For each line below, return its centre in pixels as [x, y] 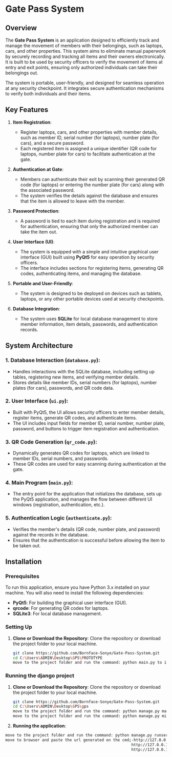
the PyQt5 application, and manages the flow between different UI [82, 499]
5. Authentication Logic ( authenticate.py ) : [59, 518]
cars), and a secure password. [52, 143]
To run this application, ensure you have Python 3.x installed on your [78, 587]
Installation [24, 562]
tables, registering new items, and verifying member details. [76, 377]
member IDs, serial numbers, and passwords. [60, 459]
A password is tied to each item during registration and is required [90, 221]
